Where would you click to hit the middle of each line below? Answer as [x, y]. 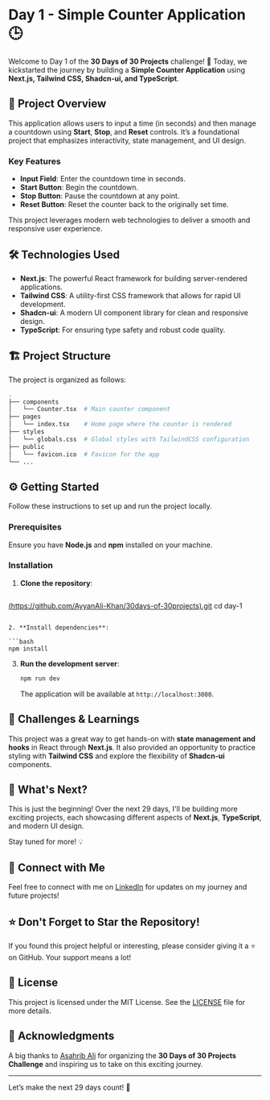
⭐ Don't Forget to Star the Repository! [104, 922]
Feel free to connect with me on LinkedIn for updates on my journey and [128, 887]
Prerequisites [35, 527]
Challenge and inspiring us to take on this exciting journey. [106, 1064]
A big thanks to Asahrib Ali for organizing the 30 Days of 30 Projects [123, 1055]
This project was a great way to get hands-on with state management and [132, 738]
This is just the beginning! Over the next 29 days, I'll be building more [123, 809]
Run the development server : [70, 663]
